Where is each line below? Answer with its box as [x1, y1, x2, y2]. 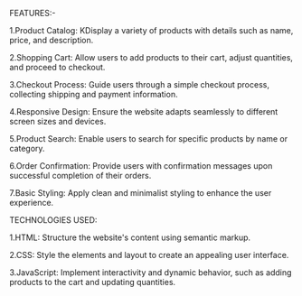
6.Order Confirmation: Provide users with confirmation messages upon [9, 161, 273, 171]
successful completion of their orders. [9, 171, 152, 180]
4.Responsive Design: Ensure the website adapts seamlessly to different [9, 106, 278, 116]
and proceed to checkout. [9, 62, 106, 72]
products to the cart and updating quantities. [9, 277, 176, 287]
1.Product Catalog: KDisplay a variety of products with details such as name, [9, 25, 294, 35]
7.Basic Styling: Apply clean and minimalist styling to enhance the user [9, 188, 272, 198]
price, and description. [9, 35, 94, 45]
